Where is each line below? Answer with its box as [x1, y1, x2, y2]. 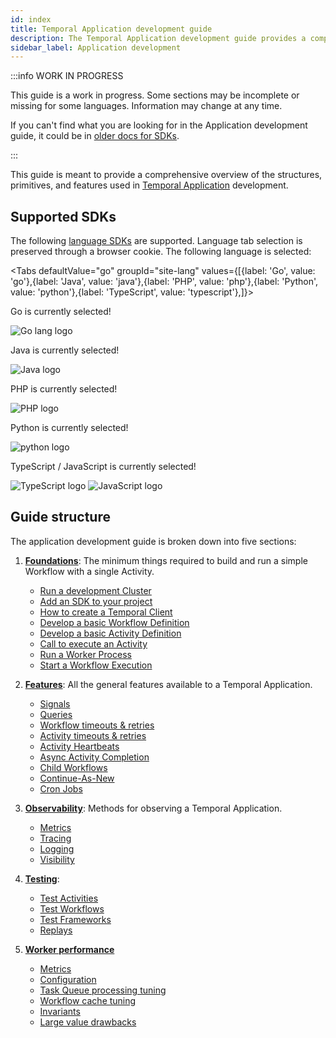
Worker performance [24, 943, 115, 955]
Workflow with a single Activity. [24, 565, 155, 577]
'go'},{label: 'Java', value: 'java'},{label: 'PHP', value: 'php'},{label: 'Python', [10, 276, 319, 288]
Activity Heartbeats [39, 740, 120, 752]
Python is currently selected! [10, 422, 129, 434]
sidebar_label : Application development [10, 42, 182, 53]
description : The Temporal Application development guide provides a [10, 33, 307, 43]
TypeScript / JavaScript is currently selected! [10, 461, 197, 473]
